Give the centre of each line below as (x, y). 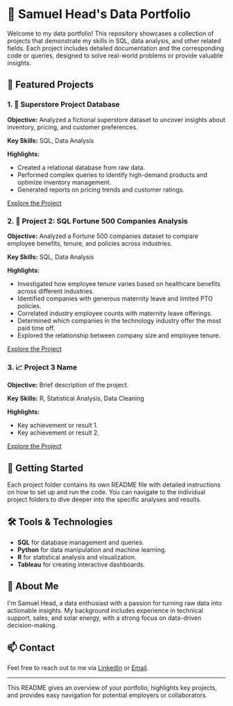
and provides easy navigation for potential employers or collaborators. (107, 695)
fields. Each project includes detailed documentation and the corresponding (115, 48)
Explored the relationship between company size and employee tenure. (119, 335)
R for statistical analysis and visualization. (77, 557)
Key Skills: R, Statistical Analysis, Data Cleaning (76, 398)
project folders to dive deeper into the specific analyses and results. (104, 500)
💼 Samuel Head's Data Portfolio (99, 14)
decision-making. (32, 625)
